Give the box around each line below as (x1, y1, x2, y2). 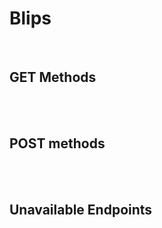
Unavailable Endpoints (9, 201, 153, 218)
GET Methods (9, 69, 97, 86)
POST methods (9, 135, 106, 152)
